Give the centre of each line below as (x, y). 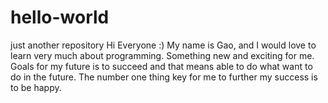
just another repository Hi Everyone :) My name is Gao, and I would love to (163, 45)
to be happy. (36, 87)
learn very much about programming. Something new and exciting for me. (162, 55)
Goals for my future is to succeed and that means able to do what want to (161, 66)
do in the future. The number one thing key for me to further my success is (164, 77)
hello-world (60, 17)
